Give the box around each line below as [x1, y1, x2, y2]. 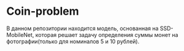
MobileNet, [6, 31, 34, 38]
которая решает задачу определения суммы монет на [35, 31, 178, 38]
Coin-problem [6, 4, 80, 18]
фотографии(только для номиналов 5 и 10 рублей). [6, 37, 140, 45]
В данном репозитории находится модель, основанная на [6, 25, 159, 32]
